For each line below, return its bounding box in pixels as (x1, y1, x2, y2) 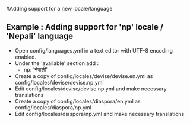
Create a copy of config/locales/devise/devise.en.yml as (14, 72, 153, 79)
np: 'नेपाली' (23, 66, 47, 73)
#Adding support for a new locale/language (6, 5, 113, 12)
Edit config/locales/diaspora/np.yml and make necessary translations (14, 110, 185, 117)
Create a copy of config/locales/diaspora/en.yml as (14, 98, 141, 105)
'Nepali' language (6, 31, 74, 41)
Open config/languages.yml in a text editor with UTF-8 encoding (14, 47, 173, 54)
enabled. (14, 53, 37, 60)
